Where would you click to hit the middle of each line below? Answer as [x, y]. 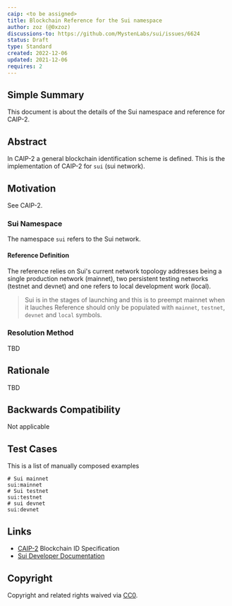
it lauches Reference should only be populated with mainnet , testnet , [125, 307]
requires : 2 [25, 66]
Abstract [27, 142]
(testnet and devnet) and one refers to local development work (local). [109, 286]
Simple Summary [46, 95]
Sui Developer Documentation [61, 556]
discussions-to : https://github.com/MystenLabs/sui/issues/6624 [104, 34]
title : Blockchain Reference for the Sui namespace [85, 20]
